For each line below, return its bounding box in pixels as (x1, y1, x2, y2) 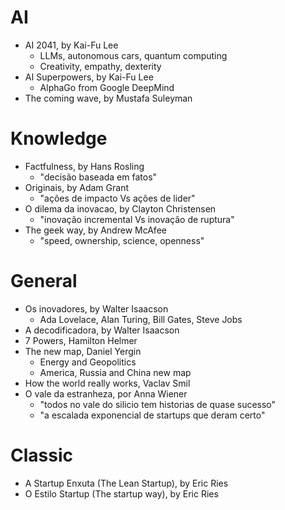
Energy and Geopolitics (39, 356, 137, 368)
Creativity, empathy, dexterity (39, 60, 162, 72)
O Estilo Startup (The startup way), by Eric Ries (24, 487, 219, 500)
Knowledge (10, 127, 108, 150)
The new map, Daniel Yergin (24, 345, 142, 357)
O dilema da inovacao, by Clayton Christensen (24, 202, 217, 215)
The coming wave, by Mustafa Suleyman (24, 92, 193, 104)
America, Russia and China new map (39, 366, 192, 378)
